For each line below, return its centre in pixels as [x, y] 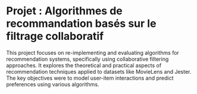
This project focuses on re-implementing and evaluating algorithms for [93, 52]
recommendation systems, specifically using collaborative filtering [87, 59]
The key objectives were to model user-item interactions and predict [90, 78]
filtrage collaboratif [55, 36]
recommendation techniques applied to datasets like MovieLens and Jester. [99, 71]
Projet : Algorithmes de [65, 11]
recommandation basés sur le [81, 23]
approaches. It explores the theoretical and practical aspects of [84, 65]
